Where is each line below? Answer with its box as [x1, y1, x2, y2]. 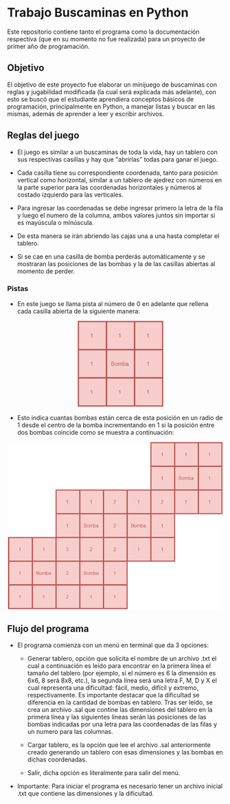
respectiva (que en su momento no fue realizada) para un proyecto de [7, 34, 206, 43]
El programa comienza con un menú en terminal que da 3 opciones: [16, 641, 209, 649]
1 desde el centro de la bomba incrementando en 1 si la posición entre [16, 421, 215, 429]
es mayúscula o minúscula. [16, 218, 94, 226]
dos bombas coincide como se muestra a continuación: [16, 428, 174, 436]
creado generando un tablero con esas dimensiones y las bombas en [27, 748, 223, 757]
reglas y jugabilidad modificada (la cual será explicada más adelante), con [7, 87, 216, 96]
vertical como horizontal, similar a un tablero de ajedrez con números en [16, 175, 222, 184]
